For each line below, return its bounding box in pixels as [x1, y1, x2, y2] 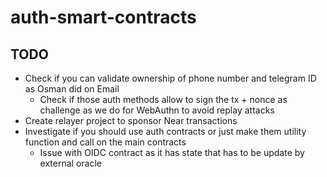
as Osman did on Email [24, 83, 120, 95]
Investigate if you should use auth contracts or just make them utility [24, 126, 307, 137]
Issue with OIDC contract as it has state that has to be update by [39, 147, 305, 158]
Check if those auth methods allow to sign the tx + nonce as [39, 94, 288, 105]
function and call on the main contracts [24, 136, 187, 148]
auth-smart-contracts [10, 6, 197, 29]
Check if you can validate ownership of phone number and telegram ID [24, 72, 317, 84]
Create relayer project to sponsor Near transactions [24, 115, 238, 126]
